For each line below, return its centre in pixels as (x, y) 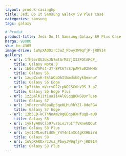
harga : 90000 (18, 41)
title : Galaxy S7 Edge (37, 110)
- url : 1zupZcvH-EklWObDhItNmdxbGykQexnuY (53, 78)
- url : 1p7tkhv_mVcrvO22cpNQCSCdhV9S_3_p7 (53, 87)
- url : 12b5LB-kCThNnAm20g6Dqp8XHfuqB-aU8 (53, 114)
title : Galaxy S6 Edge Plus (42, 91)
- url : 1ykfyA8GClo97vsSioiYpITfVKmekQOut (53, 123)
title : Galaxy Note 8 (36, 64)
